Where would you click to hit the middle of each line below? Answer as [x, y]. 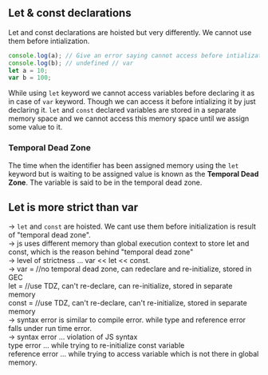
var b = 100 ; [30, 78]
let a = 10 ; [28, 70]
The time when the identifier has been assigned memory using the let [124, 165]
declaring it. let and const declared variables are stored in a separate [122, 110]
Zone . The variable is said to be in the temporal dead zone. [105, 182]
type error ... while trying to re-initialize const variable [97, 345]
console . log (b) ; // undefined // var [71, 63]
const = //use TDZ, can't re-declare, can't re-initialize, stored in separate [128, 303]
